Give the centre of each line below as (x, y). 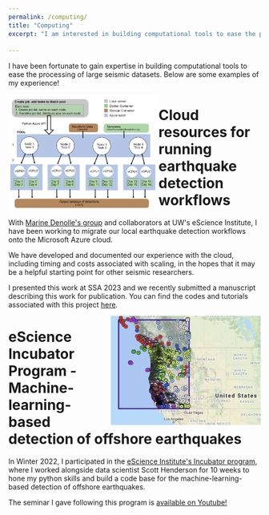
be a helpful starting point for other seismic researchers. (101, 272)
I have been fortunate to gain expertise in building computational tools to (128, 66)
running (185, 149)
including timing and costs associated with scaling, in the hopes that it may (132, 264)
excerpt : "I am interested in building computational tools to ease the (132, 34)
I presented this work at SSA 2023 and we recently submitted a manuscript (132, 288)
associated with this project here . (63, 305)
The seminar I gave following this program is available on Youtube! (118, 503)
